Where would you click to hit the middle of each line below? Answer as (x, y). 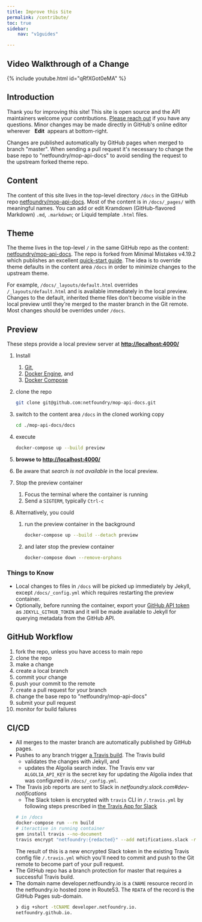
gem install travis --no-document (59, 834)
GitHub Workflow (40, 637)
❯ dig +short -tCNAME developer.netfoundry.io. (76, 907)
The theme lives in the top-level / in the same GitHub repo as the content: (98, 248)
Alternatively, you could (45, 512)
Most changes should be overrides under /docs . (66, 311)
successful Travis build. (45, 877)
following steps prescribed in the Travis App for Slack (91, 806)
